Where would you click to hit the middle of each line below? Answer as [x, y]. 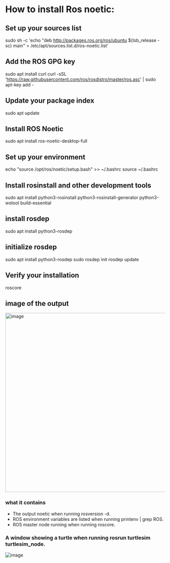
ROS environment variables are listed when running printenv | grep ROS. [88, 519]
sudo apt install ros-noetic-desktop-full [46, 141]
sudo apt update [22, 113]
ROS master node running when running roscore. [64, 524]
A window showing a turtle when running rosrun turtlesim [78, 538]
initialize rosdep [31, 247]
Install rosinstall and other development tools [78, 185]
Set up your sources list [44, 28]
